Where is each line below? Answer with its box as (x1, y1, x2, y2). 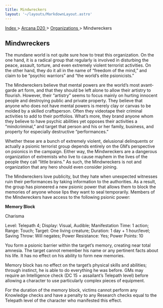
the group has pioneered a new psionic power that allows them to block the (5, 184, 156, 190)
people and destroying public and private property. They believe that (5, 98, 143, 104)
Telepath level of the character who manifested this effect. (5, 298, 123, 304)
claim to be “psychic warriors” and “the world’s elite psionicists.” (5, 73, 135, 78)
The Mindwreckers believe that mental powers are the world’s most (5, 82, 140, 88)
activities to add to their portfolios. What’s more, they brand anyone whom (5, 113, 154, 119)
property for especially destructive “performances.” (5, 129, 109, 135)
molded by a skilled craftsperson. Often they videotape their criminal (5, 108, 143, 114)
